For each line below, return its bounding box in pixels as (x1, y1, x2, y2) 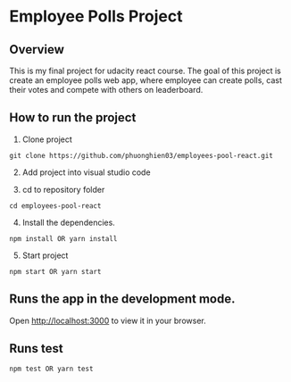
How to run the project (9, 110, 137, 126)
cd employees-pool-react (9, 201, 102, 211)
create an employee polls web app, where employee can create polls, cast (9, 75, 283, 86)
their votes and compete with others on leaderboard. (9, 85, 204, 95)
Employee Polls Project (9, 6, 183, 27)
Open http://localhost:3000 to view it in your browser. (9, 315, 207, 326)
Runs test (9, 341, 64, 356)
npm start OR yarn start (9, 267, 102, 276)
